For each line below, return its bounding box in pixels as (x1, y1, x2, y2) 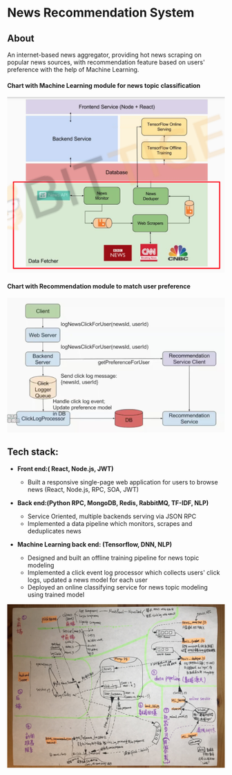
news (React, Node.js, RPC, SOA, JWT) (27, 485, 139, 493)
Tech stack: (7, 446, 59, 458)
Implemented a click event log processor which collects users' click (27, 568, 220, 576)
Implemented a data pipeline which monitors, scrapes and (27, 519, 193, 527)
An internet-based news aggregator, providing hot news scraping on (7, 51, 202, 59)
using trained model (27, 590, 85, 599)
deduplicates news (27, 527, 81, 535)
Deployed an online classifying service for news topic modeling (27, 583, 209, 591)
